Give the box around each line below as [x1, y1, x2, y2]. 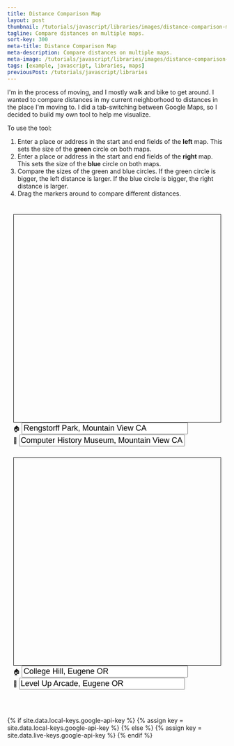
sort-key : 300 [7, 36, 49, 43]
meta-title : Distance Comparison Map [7, 43, 117, 50]
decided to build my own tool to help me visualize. [7, 110, 151, 119]
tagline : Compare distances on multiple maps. [7, 29, 145, 37]
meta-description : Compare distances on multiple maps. [7, 50, 173, 57]
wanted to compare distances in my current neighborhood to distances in [7, 95, 218, 103]
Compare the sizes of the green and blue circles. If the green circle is [17, 167, 216, 175]
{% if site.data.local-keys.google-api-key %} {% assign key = [7, 716, 184, 724]
